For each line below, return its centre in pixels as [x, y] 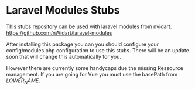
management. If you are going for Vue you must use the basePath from [92, 74]
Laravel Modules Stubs [63, 10]
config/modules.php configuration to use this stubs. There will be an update [97, 50]
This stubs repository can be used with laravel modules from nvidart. [89, 26]
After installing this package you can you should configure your [83, 44]
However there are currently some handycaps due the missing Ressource [95, 68]
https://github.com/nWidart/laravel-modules [59, 32]
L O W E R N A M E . [23, 81]
